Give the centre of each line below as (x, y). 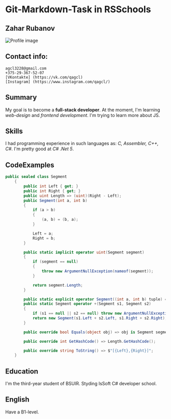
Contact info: (27, 56)
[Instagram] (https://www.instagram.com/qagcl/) (58, 82)
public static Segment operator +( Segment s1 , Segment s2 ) (88, 304)
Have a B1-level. (22, 412)
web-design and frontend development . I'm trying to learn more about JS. (83, 115)
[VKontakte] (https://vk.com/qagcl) (44, 77)
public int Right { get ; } (52, 191)
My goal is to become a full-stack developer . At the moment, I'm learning (83, 110)
